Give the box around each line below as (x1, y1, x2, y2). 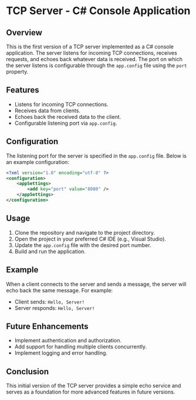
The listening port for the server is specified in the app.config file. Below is (6, 152, 187, 159)
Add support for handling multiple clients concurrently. (14, 343, 147, 351)
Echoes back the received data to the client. (14, 113, 121, 120)
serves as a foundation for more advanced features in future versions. (6, 388, 175, 395)
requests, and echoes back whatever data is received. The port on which (6, 56, 183, 62)
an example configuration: (6, 158, 69, 165)
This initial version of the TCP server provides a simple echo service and (6, 382, 181, 389)
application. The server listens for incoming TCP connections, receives (6, 49, 177, 56)
